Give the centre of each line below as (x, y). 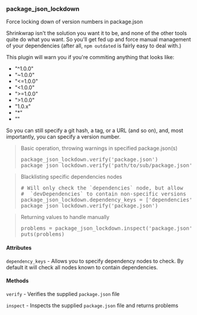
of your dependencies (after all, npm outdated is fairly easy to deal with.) (94, 46)
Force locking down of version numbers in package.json (75, 22)
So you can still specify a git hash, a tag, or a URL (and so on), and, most (95, 131)
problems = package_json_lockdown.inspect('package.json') (108, 229)
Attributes (19, 247)
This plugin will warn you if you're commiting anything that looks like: (90, 57)
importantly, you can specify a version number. (64, 137)
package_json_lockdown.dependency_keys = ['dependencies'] (108, 200)
